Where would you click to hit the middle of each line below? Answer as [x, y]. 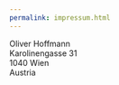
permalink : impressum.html [60, 18]
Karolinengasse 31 [43, 53]
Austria [23, 72]
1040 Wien [29, 62]
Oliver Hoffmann [40, 43]
